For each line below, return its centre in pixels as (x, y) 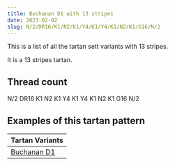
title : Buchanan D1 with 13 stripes (60, 14)
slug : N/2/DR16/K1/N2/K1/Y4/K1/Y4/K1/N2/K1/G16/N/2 (84, 27)
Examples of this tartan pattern (76, 120)
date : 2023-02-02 (32, 20)
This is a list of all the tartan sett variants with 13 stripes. (88, 47)
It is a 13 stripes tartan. (40, 60)
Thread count (37, 82)
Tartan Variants (37, 140)
